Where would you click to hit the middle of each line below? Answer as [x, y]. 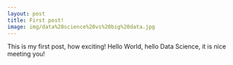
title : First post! [36, 20]
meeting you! [26, 54]
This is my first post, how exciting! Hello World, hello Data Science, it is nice [117, 47]
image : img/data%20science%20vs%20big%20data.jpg [81, 27]
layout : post [26, 14]
